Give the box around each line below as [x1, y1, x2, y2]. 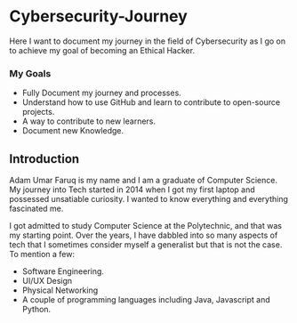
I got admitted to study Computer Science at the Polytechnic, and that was [9, 221, 283, 231]
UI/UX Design [21, 276, 73, 287]
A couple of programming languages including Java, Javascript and [21, 295, 271, 305]
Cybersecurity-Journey [9, 6, 189, 27]
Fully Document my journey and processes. [21, 87, 182, 99]
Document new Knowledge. [21, 125, 124, 136]
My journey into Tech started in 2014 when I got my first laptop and [9, 184, 255, 195]
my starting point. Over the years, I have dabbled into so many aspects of [9, 230, 278, 241]
